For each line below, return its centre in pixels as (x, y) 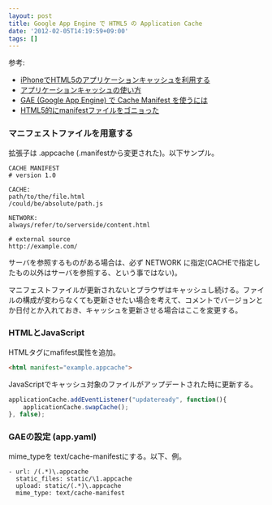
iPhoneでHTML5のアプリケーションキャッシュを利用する (115, 80)
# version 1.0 (32, 175)
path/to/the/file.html (47, 196)
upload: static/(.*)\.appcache (69, 486)
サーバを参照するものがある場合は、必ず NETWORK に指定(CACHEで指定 (131, 262)
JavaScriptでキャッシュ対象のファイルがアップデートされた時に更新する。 (133, 384)
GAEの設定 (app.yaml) (53, 437)
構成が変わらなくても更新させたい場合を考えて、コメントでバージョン (139, 300)
